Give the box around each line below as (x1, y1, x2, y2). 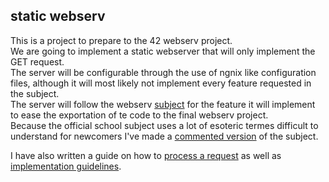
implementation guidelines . (10, 160, 122, 172)
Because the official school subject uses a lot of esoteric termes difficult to (10, 119, 319, 131)
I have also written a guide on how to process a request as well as (10, 149, 282, 161)
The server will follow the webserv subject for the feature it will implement (10, 98, 316, 110)
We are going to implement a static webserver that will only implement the (10, 45, 316, 57)
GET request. (10, 55, 65, 68)
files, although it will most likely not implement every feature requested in (10, 77, 312, 89)
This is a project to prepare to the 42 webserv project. (10, 34, 233, 46)
